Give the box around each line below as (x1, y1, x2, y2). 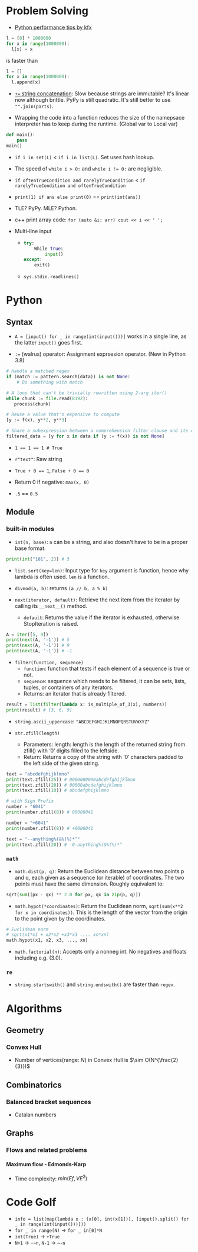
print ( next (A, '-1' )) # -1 (6, 648, 72, 654)
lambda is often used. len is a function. (14, 573, 110, 580)
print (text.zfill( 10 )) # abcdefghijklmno (6, 787, 110, 794)
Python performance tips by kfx (14, 24, 93, 31)
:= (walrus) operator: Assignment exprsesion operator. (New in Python (14, 350, 186, 358)
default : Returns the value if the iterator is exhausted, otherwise (23, 614, 180, 621)
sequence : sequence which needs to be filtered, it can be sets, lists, (23, 678, 186, 684)
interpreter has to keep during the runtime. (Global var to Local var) (14, 120, 178, 128)
